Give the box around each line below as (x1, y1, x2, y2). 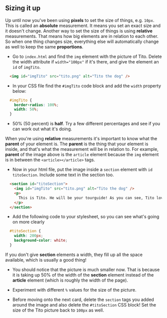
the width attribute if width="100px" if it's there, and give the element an (12, 58, 159, 64)
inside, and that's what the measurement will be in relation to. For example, (5, 146, 159, 152)
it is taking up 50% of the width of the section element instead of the (12, 272, 154, 278)
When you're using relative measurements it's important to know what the (5, 136, 158, 142)
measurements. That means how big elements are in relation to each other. (5, 33, 159, 39)
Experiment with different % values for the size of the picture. (12, 287, 137, 293)
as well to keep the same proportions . (5, 43, 83, 49)
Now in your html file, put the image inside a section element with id (12, 167, 153, 173)
